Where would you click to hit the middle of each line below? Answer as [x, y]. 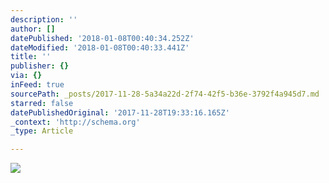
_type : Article [42, 131]
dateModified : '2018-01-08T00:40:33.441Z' [100, 47]
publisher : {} [40, 66]
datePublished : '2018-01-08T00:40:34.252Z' [102, 38]
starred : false [42, 103]
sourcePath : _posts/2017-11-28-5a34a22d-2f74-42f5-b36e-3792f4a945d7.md [165, 94]
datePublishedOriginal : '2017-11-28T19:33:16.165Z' [120, 112]
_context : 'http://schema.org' [75, 122]
